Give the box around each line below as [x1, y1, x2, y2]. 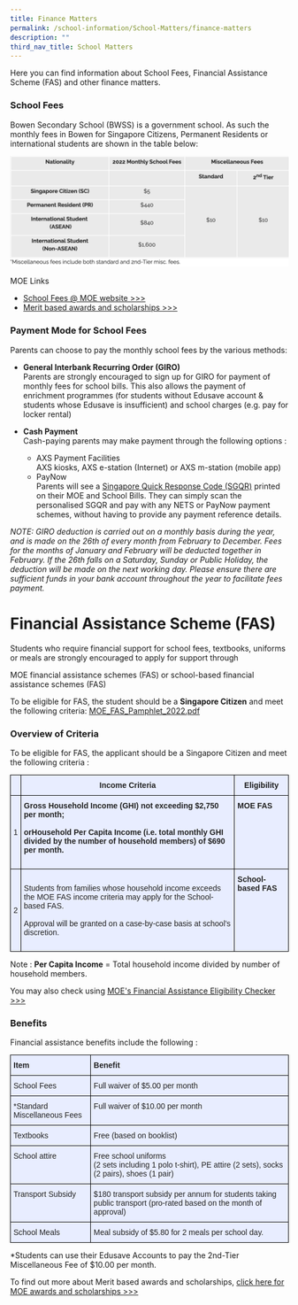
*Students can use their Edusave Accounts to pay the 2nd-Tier [10, 1250, 240, 1261]
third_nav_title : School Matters [10, 42, 134, 51]
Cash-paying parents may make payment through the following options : [22, 435, 287, 446]
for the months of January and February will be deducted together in [10, 544, 262, 555]
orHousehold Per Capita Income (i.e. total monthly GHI [23, 827, 224, 837]
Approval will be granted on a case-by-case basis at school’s [23, 918, 231, 929]
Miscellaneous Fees [13, 1110, 82, 1120]
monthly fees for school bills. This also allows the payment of [22, 381, 247, 391]
